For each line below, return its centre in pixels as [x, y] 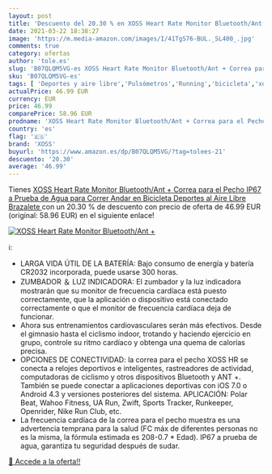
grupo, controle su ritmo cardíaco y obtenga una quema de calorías [132, 343]
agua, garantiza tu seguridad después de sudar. [100, 446]
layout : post [30, 16]
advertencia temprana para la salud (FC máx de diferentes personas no [139, 429]
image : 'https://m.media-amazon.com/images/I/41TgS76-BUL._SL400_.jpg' [132, 38]
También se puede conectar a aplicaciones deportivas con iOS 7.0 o [134, 386]
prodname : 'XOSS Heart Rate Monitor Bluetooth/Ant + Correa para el [126, 122]
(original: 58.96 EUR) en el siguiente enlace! [82, 216]
